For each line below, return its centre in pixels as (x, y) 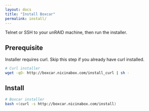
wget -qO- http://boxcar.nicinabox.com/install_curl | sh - (67, 73)
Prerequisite (24, 47)
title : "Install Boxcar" (30, 14)
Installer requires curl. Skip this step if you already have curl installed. (75, 59)
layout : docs (18, 9)
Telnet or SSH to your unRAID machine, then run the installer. (66, 33)
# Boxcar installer (25, 99)
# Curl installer (23, 69)
